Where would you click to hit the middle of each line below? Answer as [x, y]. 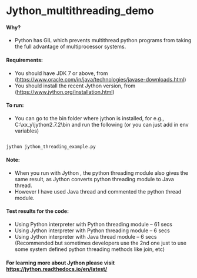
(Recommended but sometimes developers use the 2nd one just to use [101, 243]
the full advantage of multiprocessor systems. [70, 47]
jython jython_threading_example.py [51, 147]
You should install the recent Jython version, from [75, 86]
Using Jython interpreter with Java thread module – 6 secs [86, 237]
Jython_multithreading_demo [80, 11]
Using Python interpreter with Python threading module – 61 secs [93, 225]
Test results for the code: [38, 211]
